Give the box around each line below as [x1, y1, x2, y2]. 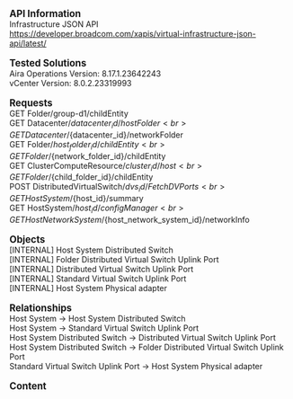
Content [9, 379, 47, 392]
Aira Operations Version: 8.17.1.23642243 [9, 68, 162, 79]
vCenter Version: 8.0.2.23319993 [9, 78, 132, 88]
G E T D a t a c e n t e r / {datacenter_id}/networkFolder [9, 129, 184, 140]
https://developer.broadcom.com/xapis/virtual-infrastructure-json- [9, 29, 256, 39]
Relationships [9, 301, 72, 314]
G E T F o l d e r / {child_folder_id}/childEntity [9, 172, 154, 182]
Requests [9, 97, 53, 109]
